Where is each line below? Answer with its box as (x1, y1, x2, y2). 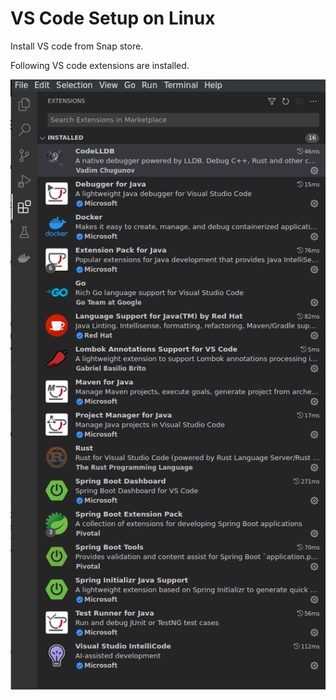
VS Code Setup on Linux (10, 7, 216, 30)
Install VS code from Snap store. (10, 40, 144, 52)
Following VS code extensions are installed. (10, 59, 190, 71)
